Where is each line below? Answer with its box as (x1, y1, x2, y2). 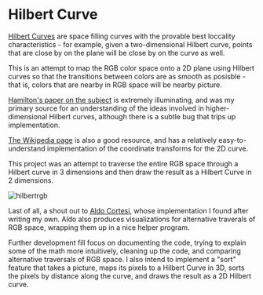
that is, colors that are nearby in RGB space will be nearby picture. (8, 80, 222, 89)
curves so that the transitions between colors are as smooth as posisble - (8, 71, 246, 81)
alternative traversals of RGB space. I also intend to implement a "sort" (8, 254, 237, 264)
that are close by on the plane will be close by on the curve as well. (8, 48, 225, 57)
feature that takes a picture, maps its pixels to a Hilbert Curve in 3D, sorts (8, 263, 245, 272)
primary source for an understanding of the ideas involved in (8, 104, 204, 113)
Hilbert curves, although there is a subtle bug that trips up (49, 111, 236, 121)
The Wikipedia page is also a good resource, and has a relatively (8, 135, 217, 144)
